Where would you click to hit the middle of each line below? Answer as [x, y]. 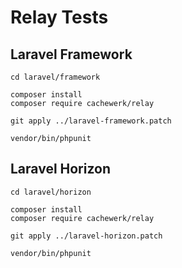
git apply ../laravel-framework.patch [91, 121]
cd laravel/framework [55, 77]
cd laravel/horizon [51, 192]
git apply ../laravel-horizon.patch [86, 236]
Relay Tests [59, 17]
